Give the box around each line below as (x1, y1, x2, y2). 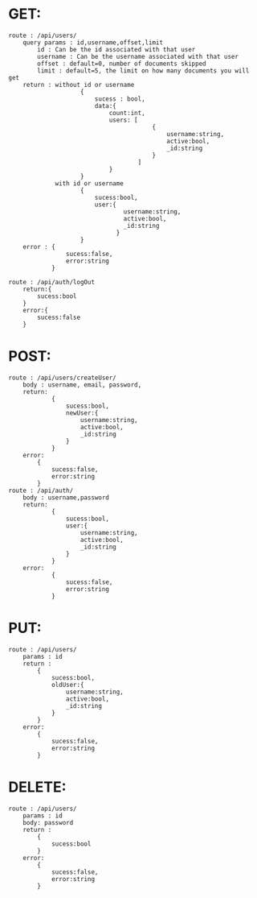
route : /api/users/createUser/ (8, 374, 116, 382)
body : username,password (22, 493, 110, 502)
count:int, (108, 109, 146, 117)
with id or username (55, 179, 124, 188)
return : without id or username (22, 81, 135, 89)
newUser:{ (65, 408, 99, 417)
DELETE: (8, 778, 67, 796)
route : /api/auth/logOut (8, 278, 95, 286)
